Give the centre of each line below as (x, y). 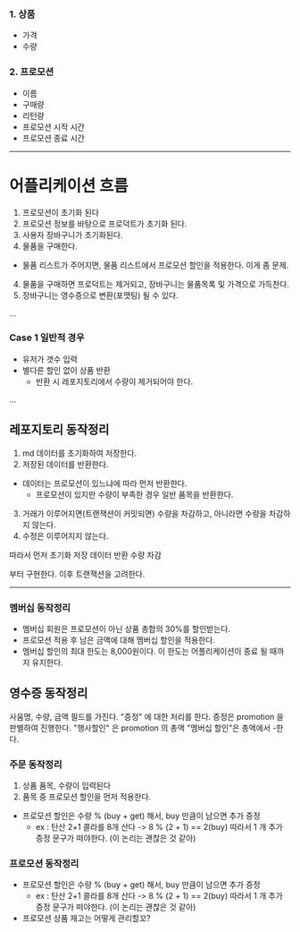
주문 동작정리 (36, 765)
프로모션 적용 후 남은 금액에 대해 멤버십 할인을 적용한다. (119, 640)
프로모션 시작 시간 (53, 126)
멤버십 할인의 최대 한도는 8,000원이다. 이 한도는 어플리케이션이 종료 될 (145, 651)
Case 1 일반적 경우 (47, 338)
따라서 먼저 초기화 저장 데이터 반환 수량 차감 (86, 555)
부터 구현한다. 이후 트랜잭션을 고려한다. (77, 574)
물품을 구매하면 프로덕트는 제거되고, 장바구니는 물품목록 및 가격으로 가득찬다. (156, 284)
